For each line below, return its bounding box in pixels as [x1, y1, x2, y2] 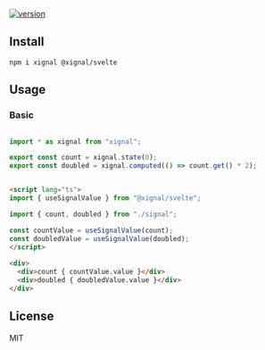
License [9, 309, 54, 324]
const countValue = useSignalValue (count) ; [9, 226, 174, 235]
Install [9, 34, 45, 49]
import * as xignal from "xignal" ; [9, 137, 142, 146]
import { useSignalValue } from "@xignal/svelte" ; [9, 194, 202, 203]
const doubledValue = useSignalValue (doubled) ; [9, 234, 190, 243]
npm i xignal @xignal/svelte [9, 58, 118, 67]
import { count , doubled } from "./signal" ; [9, 210, 178, 219]
